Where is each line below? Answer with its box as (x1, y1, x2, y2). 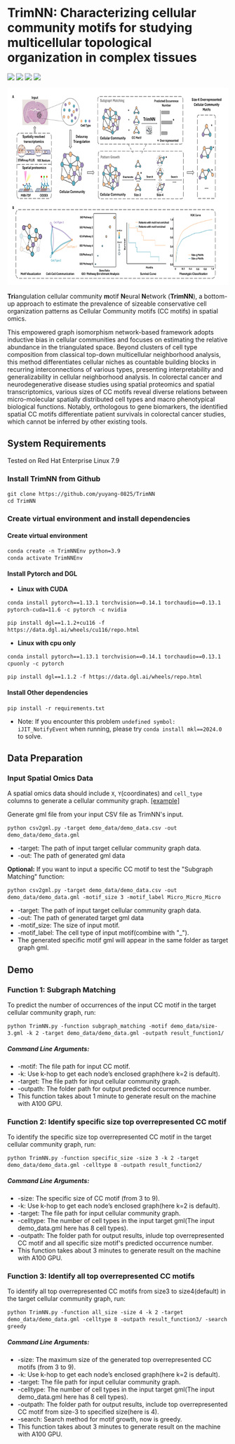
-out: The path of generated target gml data (17, 914, 145, 922)
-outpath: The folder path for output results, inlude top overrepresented (17, 1232, 224, 1240)
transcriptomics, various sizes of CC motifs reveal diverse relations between (7, 387, 228, 396)
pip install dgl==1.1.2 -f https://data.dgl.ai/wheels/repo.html (7, 673, 202, 681)
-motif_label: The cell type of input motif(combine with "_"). (17, 929, 189, 937)
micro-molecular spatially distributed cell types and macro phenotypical (7, 395, 215, 403)
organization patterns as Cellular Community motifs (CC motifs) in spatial (7, 306, 219, 315)
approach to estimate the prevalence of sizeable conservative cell (16, 299, 207, 308)
